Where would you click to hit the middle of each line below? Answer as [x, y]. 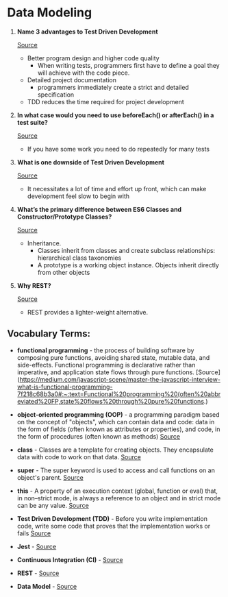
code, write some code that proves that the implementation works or [114, 526]
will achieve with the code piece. [84, 73]
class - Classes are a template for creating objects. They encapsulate [115, 450]
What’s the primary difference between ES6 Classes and [99, 209]
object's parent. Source [50, 477]
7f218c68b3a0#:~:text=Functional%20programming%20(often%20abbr [119, 394]
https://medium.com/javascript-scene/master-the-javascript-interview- [120, 379]
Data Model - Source [47, 586]
